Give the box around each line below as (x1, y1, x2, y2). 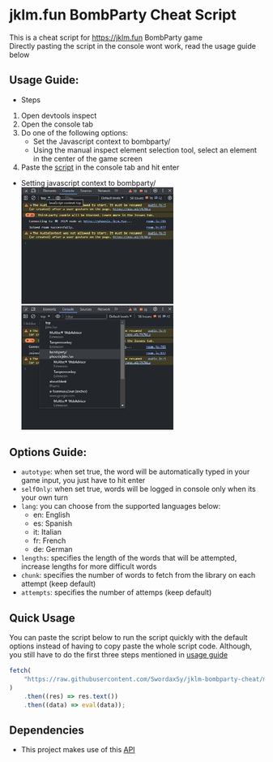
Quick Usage (9, 611, 75, 625)
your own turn (20, 493, 68, 502)
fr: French (32, 536, 66, 545)
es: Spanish (32, 519, 72, 528)
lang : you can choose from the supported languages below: (20, 502, 221, 511)
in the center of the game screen (32, 153, 143, 163)
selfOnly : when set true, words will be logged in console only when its (20, 484, 256, 494)
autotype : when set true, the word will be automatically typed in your (20, 467, 250, 476)
